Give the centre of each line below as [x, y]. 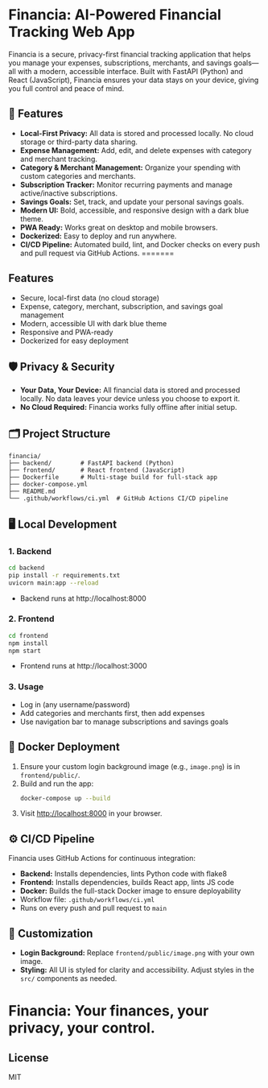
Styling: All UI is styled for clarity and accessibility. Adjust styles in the [137, 970]
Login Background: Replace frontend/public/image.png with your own [137, 953]
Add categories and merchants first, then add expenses [112, 713]
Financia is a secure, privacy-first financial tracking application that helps [130, 54]
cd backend [27, 568]
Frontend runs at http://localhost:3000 [83, 666]
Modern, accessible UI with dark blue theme [93, 323]
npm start [25, 651]
